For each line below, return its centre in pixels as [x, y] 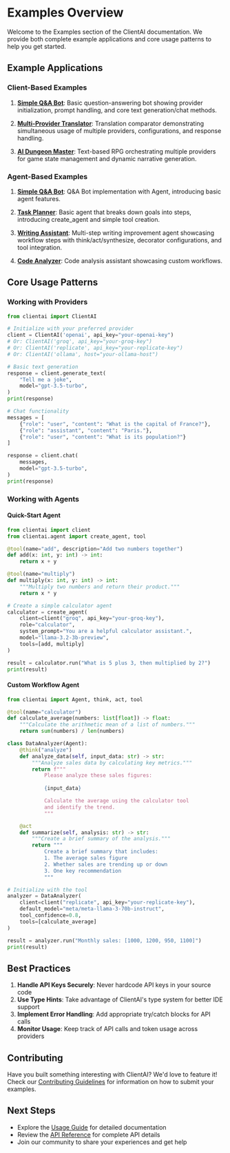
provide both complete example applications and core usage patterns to [109, 39]
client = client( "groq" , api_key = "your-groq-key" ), [92, 619]
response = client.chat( [43, 456]
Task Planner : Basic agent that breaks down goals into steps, [104, 212]
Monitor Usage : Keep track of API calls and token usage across [107, 1029]
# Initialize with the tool [48, 890]
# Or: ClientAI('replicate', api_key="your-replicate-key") [95, 348]
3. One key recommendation [83, 871]
